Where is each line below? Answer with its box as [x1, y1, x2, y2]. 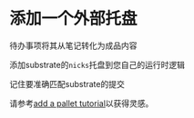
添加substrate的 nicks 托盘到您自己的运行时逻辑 [9, 59, 185, 70]
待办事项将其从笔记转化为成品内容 [9, 40, 138, 51]
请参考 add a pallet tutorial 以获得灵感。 [9, 97, 154, 109]
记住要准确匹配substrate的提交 [9, 78, 125, 89]
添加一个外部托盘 [9, 8, 138, 29]
